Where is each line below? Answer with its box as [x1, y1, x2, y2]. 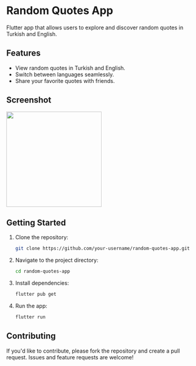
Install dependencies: [15, 279, 69, 287]
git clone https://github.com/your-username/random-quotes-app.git [15, 245, 190, 252]
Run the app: [15, 303, 47, 309]
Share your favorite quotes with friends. [15, 77, 115, 84]
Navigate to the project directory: [15, 257, 99, 264]
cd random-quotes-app [15, 268, 70, 274]
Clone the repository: [15, 234, 69, 241]
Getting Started [6, 217, 66, 228]
